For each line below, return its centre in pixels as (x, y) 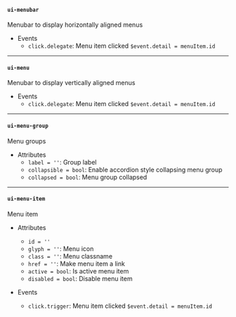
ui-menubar (23, 10)
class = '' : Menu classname (70, 256)
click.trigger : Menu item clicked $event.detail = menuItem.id (120, 306)
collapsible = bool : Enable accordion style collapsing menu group (125, 169)
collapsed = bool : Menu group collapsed (87, 177)
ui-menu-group (28, 126)
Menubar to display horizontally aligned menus (75, 25)
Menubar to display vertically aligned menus (71, 83)
